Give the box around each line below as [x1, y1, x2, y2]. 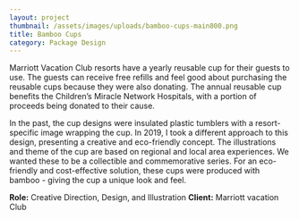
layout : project [9, 13, 70, 22]
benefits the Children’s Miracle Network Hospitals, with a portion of [9, 91, 257, 102]
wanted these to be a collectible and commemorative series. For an [9, 156, 258, 166]
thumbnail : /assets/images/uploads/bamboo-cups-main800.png [9, 21, 239, 30]
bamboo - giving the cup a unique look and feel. [9, 175, 186, 186]
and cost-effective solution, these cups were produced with [39, 165, 261, 176]
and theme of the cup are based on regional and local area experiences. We [9, 147, 289, 157]
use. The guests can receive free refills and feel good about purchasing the [9, 72, 287, 83]
